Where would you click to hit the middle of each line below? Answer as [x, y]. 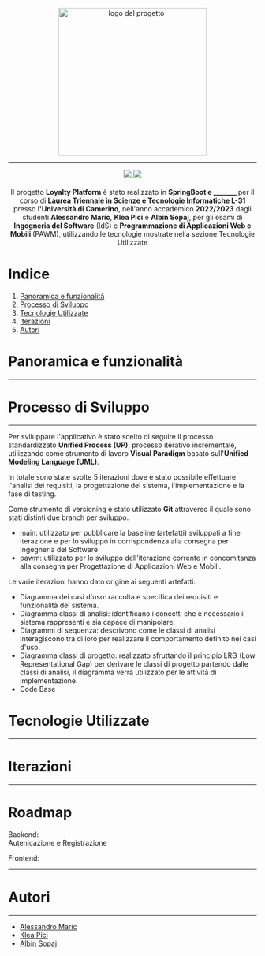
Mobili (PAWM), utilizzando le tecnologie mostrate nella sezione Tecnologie [132, 234]
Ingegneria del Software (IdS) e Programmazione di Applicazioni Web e [132, 226]
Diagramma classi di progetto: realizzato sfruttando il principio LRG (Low [138, 655]
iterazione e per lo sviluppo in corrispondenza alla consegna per [124, 541]
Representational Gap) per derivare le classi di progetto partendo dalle [134, 663]
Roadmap [40, 812]
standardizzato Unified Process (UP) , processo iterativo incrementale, [122, 445]
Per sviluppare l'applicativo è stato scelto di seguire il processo [111, 436]
